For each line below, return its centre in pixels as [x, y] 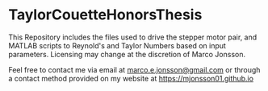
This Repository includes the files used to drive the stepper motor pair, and [133, 37]
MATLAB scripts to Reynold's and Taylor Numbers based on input [117, 45]
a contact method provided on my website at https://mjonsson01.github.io [131, 78]
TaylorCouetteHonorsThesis [105, 15]
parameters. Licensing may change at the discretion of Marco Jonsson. [127, 54]
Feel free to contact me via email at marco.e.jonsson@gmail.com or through [134, 69]
